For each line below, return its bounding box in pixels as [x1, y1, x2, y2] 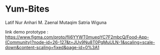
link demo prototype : [5, 29, 49, 35]
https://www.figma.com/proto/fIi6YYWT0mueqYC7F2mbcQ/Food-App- [5, 34, 149, 40]
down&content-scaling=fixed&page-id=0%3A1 [5, 44, 100, 50]
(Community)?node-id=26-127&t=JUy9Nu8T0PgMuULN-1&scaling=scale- [5, 39, 156, 45]
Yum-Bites [5, 3, 50, 15]
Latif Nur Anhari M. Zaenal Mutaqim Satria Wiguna [5, 19, 107, 25]
